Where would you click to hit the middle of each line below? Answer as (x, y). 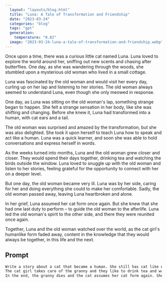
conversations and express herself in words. (50, 143)
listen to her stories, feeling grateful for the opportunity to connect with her (82, 168)
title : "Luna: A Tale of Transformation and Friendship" (70, 14)
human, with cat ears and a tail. (37, 118)
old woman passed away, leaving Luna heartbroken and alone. (69, 194)
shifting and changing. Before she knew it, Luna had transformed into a (78, 112)
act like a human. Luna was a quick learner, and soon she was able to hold (81, 138)
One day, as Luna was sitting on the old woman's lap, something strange (80, 102)
